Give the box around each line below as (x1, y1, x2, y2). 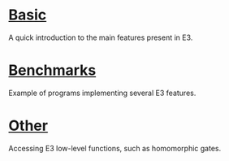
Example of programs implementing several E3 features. (8, 88, 197, 98)
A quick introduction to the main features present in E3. (8, 33, 193, 42)
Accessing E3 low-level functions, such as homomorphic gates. (8, 143, 222, 153)
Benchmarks (8, 61, 97, 80)
